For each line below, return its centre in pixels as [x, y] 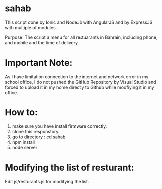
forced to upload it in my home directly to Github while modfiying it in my [80, 87]
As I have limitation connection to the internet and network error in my [77, 76]
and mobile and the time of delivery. [42, 42]
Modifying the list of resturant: [70, 168]
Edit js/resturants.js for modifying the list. [47, 181]
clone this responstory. [36, 131]
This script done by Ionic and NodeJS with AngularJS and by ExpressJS [79, 22]
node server [25, 147]
